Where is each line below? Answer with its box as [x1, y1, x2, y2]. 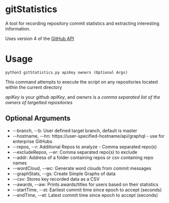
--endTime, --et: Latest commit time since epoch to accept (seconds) [12, 192, 158, 198]
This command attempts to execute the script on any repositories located [5, 78, 158, 85]
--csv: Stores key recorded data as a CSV [12, 176, 100, 182]
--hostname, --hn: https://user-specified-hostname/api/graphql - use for [12, 133, 165, 139]
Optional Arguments [5, 114, 71, 123]
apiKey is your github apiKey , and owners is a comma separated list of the [5, 94, 160, 100]
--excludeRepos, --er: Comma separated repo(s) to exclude [12, 149, 138, 155]
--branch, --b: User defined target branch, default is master [12, 128, 138, 134]
